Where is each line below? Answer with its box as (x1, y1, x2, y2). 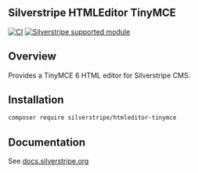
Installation (8, 93, 64, 106)
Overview (8, 50, 57, 63)
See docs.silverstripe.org (8, 157, 89, 166)
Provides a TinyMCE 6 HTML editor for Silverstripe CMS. (8, 70, 191, 80)
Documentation (8, 135, 86, 149)
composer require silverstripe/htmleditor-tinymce (8, 114, 177, 122)
